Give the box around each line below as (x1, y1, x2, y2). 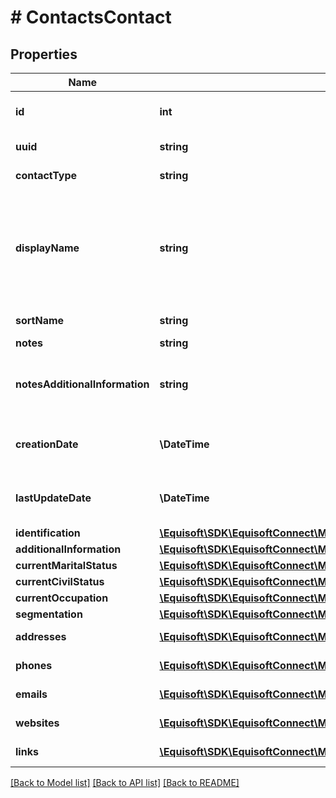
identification (15, 526, 81, 540)
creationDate (15, 437, 79, 451)
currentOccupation (15, 591, 109, 605)
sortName (15, 314, 65, 327)
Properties (10, 46, 78, 63)
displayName (15, 241, 80, 255)
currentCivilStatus (15, 575, 105, 588)
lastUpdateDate (15, 491, 92, 505)
